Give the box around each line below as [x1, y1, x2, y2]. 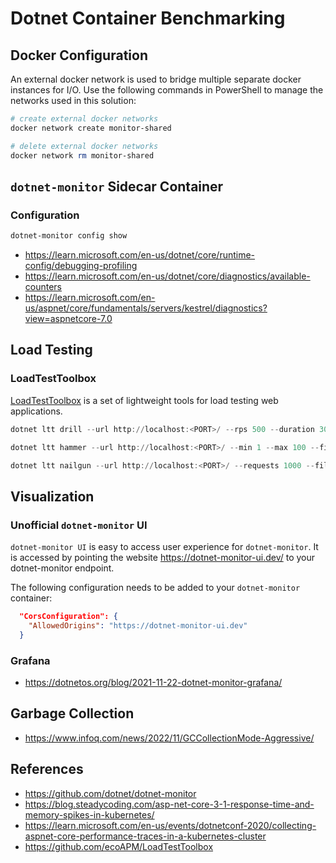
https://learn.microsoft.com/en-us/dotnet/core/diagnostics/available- [24, 270, 311, 282]
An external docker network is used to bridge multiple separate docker [10, 73, 302, 85]
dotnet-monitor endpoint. [10, 562, 115, 574]
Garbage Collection [10, 705, 135, 722]
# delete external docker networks [10, 141, 159, 151]
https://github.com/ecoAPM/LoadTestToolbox [24, 840, 214, 852]
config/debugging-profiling [24, 260, 138, 272]
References [10, 761, 84, 778]
